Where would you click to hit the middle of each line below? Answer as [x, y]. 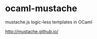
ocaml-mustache [41, 9]
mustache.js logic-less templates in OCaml [49, 22]
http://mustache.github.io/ [32, 31]
